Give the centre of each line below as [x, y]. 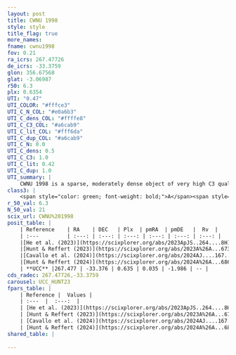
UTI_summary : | [29, 177]
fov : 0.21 [22, 53]
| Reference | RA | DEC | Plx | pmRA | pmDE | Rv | [119, 229]
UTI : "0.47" [25, 99]
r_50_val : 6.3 [28, 204]
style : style [26, 27]
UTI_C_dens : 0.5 [31, 151]
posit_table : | [29, 223]
